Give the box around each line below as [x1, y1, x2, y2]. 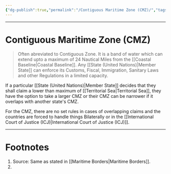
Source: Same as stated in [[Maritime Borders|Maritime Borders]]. [12, 158, 151, 164]
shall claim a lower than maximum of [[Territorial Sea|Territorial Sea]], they [5, 87, 161, 94]
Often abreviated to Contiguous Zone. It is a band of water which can [17, 51, 163, 57]
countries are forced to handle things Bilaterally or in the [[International [5, 114, 154, 120]
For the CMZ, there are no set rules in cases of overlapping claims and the [5, 108, 161, 114]
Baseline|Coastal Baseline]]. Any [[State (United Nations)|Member [17, 61, 156, 67]
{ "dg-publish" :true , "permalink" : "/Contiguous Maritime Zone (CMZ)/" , [5, 7, 156, 13]
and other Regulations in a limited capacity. [17, 72, 108, 79]
